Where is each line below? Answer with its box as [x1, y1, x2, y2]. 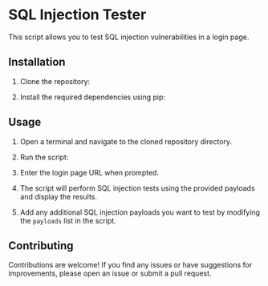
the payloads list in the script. [19, 216, 116, 225]
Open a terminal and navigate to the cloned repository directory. [19, 136, 233, 146]
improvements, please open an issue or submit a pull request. [8, 268, 212, 278]
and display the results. [19, 191, 98, 201]
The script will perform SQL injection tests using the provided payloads [19, 183, 255, 193]
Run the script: [19, 152, 69, 162]
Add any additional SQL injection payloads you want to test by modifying [19, 207, 261, 217]
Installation [8, 55, 66, 69]
